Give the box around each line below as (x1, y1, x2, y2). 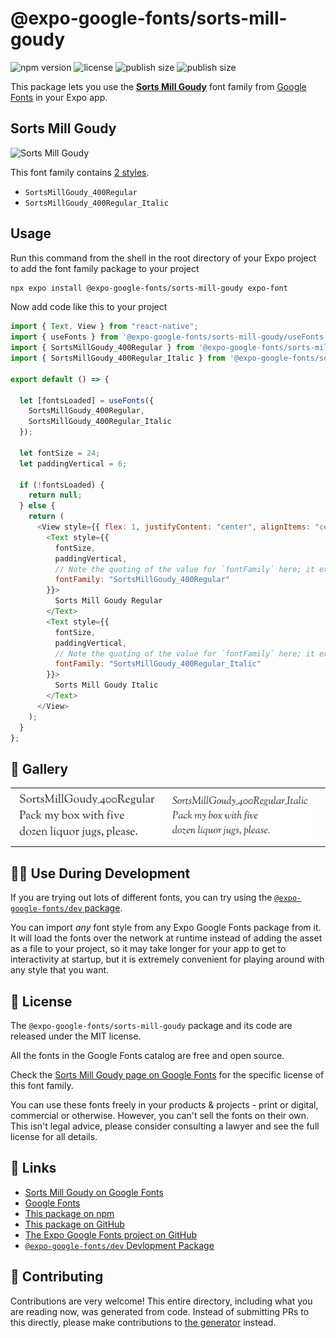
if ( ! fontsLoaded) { (19, 480, 105, 490)
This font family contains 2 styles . (10, 166, 150, 178)
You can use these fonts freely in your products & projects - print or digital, (10, 1098, 319, 1111)
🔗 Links (10, 1160, 57, 1177)
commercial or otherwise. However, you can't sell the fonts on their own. (10, 1109, 309, 1121)
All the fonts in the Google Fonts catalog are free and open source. (10, 1049, 285, 1061)
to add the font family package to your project (10, 262, 200, 274)
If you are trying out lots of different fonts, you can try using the (10, 892, 273, 904)
